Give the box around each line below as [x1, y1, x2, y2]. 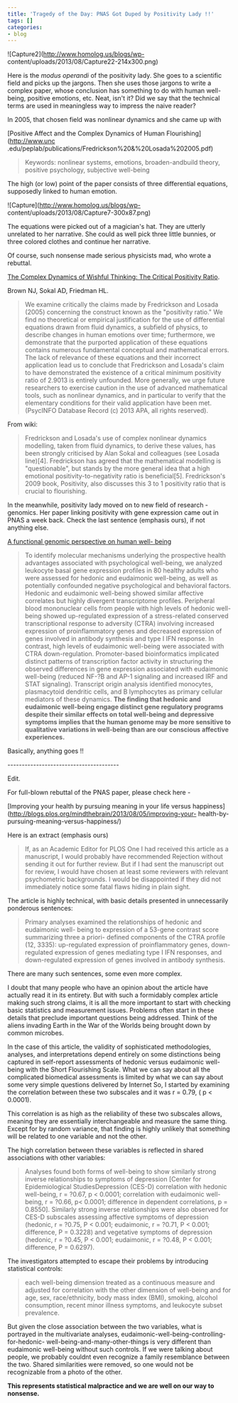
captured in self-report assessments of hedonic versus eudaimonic [7, 1058, 205, 1067]
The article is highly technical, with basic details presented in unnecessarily [7, 896, 229, 905]
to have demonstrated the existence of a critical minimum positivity [24, 369, 222, 377]
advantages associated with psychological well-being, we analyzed [24, 559, 222, 567]
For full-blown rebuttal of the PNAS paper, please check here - [7, 788, 191, 797]
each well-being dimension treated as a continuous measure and [24, 1278, 215, 1287]
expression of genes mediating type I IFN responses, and [54, 948, 222, 957]
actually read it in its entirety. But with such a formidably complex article [7, 991, 219, 999]
